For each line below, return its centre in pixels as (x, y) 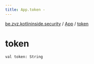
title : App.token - (25, 10)
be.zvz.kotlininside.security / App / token (47, 24)
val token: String (24, 57)
